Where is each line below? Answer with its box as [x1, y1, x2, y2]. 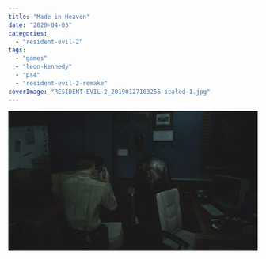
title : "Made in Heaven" [8, 13, 90, 21]
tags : [8, 46, 26, 54]
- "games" [15, 54, 47, 62]
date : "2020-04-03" [8, 21, 73, 29]
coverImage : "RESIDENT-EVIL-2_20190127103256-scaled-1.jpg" [8, 88, 211, 96]
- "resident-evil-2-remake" [15, 79, 108, 87]
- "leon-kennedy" [15, 63, 73, 71]
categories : [8, 29, 47, 37]
